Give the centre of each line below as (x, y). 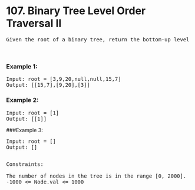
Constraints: (25, 164)
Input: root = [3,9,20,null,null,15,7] (64, 79)
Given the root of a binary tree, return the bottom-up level (98, 39)
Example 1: (22, 66)
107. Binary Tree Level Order (76, 11)
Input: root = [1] (33, 113)
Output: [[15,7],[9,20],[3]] (48, 85)
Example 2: (22, 100)
